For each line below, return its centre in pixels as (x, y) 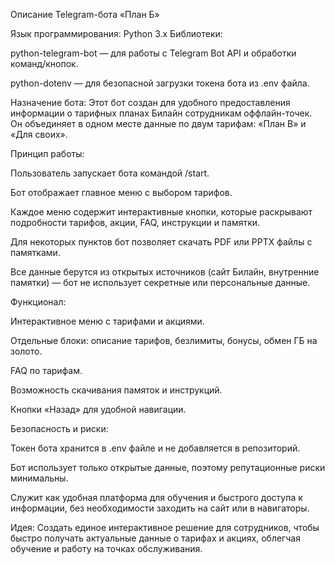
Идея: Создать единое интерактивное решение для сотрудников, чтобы (165, 527)
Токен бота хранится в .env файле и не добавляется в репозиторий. (155, 448)
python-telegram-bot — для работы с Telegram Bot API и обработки (153, 53)
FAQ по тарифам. (46, 370)
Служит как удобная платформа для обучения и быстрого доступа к (156, 497)
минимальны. (39, 478)
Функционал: (38, 302)
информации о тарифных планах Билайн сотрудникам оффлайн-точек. (161, 113)
